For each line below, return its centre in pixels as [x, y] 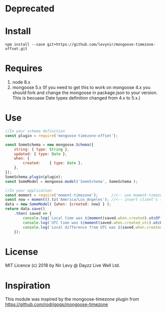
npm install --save [25, 45]
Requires [24, 69]
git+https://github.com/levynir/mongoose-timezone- [101, 45]
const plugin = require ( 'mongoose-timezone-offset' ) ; [62, 136]
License [22, 252]
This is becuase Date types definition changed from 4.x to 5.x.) [76, 98]
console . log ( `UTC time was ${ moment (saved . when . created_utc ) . [88, 223]
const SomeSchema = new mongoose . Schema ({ [49, 145]
